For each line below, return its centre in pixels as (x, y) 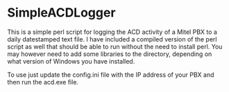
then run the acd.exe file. (43, 82)
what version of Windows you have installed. (71, 61)
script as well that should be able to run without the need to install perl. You (115, 46)
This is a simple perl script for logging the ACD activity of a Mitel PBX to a (112, 32)
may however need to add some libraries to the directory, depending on (110, 54)
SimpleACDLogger (61, 13)
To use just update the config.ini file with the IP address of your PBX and (111, 75)
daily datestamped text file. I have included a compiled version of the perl (112, 39)
